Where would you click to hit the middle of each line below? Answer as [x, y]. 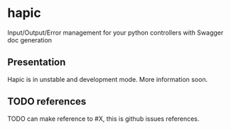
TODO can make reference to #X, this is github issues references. [103, 119]
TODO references [47, 101]
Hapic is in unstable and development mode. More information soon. [108, 79]
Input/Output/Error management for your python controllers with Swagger [116, 32]
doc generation [29, 40]
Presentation [37, 63]
